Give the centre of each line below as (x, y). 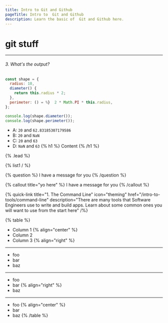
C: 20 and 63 (25, 141)
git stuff (22, 44)
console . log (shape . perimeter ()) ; (40, 120)
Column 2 (22, 235)
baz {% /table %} (30, 315)
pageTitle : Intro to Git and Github (44, 14)
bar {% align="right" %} (37, 285)
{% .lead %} (18, 156)
